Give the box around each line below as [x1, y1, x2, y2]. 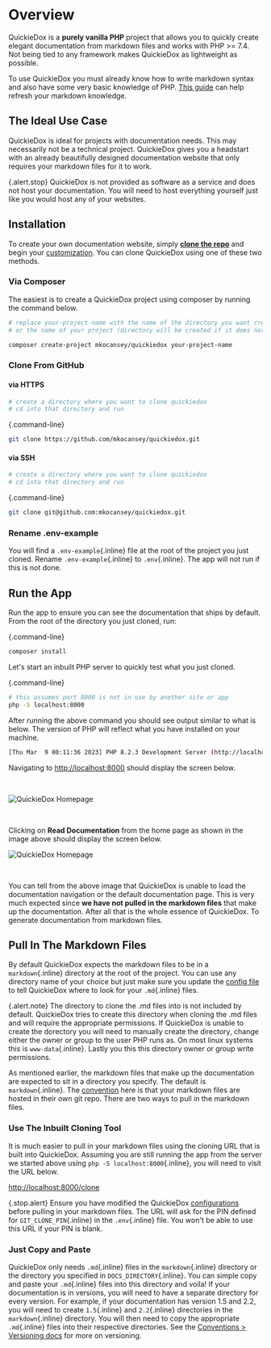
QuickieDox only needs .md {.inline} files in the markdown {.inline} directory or [8, 1262, 257, 1272]
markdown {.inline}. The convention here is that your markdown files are [8, 1085, 240, 1095]
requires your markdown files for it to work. [8, 161, 152, 171]
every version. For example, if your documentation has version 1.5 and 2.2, [8, 1296, 256, 1306]
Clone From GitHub [8, 360, 85, 371]
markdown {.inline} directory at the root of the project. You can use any [8, 968, 237, 978]
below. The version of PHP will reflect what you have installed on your [8, 724, 240, 733]
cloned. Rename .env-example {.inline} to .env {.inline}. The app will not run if [8, 554, 261, 564]
